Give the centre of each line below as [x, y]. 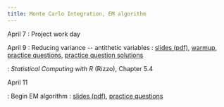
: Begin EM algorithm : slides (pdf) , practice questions [85, 96]
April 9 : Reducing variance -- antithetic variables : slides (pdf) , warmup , [112, 47]
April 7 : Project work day [44, 34]
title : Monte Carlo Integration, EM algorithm [77, 14]
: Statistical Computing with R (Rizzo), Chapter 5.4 [80, 68]
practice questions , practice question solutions [75, 55]
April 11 [18, 82]
